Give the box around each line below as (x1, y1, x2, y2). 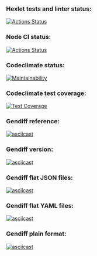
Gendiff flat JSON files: (6, 173, 73, 182)
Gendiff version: (6, 145, 54, 153)
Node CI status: (6, 33, 51, 41)
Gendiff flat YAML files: (6, 202, 74, 209)
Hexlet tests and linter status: (6, 5, 92, 13)
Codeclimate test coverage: (6, 89, 86, 97)
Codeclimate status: (6, 61, 65, 69)
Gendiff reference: (6, 117, 60, 126)
